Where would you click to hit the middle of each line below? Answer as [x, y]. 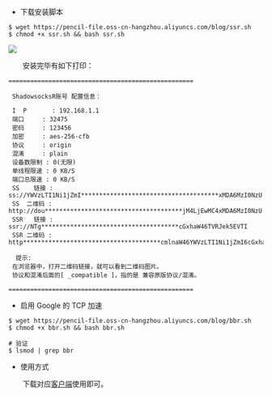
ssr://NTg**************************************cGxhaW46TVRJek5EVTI [128, 227]
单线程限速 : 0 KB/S [43, 171]
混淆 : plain [40, 154]
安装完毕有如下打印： [58, 66]
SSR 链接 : [33, 219]
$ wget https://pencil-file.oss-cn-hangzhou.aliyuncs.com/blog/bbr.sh [130, 321]
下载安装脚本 [41, 12]
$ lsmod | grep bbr [41, 351]
